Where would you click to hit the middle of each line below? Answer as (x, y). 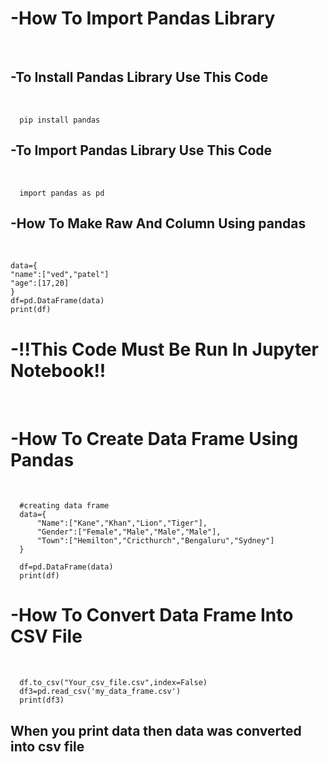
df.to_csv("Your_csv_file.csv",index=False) (113, 683)
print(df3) (42, 700)
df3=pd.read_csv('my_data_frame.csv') (100, 692)
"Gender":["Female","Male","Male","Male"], (129, 532)
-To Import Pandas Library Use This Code (141, 150)
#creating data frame (64, 506)
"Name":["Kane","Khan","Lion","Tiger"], (122, 523)
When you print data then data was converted (156, 730)
